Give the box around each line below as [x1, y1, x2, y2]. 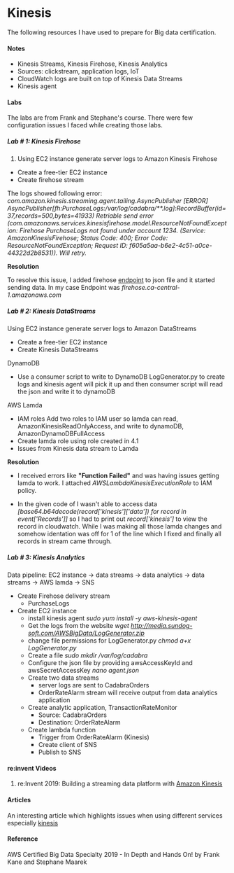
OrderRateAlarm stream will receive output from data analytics [38, 688, 218, 697]
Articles [7, 796, 31, 804]
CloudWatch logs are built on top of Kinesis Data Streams [17, 75, 183, 83]
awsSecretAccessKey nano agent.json [27, 666, 140, 675]
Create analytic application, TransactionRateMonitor [27, 704, 178, 712]
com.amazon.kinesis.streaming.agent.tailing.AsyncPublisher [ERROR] [7, 197, 208, 205]
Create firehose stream [17, 176, 85, 184]
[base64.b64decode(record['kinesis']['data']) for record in [17, 508, 187, 516]
